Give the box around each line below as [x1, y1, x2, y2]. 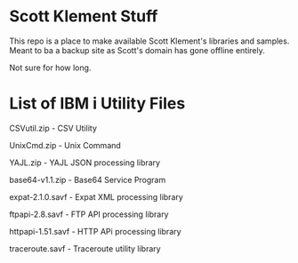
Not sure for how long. [9, 62, 92, 73]
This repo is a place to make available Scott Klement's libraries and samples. [9, 36, 290, 46]
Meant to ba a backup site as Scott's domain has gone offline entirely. [9, 44, 265, 55]
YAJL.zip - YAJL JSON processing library [9, 157, 161, 168]
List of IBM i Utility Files [9, 93, 186, 114]
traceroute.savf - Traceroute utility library [9, 243, 162, 254]
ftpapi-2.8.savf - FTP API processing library [9, 209, 169, 219]
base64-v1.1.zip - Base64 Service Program [9, 174, 166, 185]
